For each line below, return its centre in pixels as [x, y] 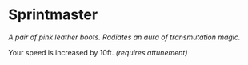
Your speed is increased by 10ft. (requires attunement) [98, 52]
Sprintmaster [53, 15]
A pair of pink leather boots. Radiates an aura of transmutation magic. [124, 37]
